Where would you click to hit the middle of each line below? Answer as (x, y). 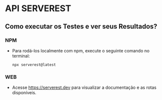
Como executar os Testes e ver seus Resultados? (81, 26)
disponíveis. (24, 93)
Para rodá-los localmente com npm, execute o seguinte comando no (81, 50)
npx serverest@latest (34, 65)
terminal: (21, 56)
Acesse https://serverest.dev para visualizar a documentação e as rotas (84, 87)
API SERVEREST (38, 8)
